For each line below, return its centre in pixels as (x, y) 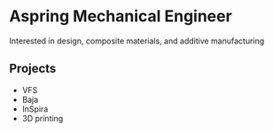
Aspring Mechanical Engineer (121, 16)
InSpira (35, 109)
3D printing (43, 118)
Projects (33, 69)
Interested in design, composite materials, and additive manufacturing (137, 41)
